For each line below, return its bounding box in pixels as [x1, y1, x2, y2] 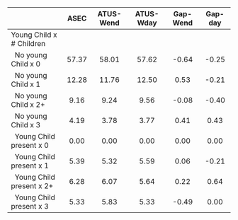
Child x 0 [11, 59, 41, 69]
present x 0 [11, 141, 50, 150]
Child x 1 [11, 79, 41, 89]
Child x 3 [11, 120, 41, 129]
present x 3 [11, 202, 50, 211]
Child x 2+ [11, 100, 45, 109]
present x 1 [11, 161, 50, 170]
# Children [11, 39, 46, 48]
